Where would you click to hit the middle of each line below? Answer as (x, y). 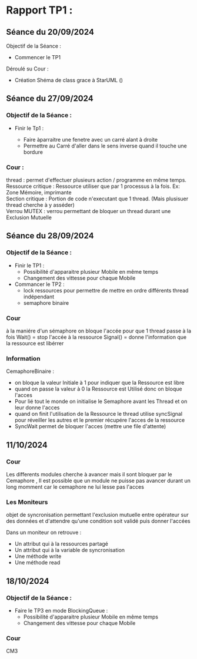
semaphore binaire (46, 302)
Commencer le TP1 (37, 57)
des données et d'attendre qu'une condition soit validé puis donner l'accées (98, 521)
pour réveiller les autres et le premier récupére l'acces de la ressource (100, 420)
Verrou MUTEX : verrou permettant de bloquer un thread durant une (89, 211)
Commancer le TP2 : (39, 284)
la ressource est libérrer (35, 343)
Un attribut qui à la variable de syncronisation (70, 550)
